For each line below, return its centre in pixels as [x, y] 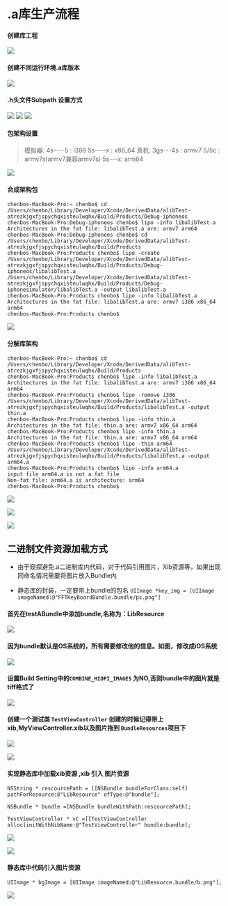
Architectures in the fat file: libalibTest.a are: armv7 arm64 [102, 229]
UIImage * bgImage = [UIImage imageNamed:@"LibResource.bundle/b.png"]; [115, 883]
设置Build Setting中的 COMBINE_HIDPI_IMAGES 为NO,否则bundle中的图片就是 [113, 678]
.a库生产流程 [43, 14]
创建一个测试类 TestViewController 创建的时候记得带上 [85, 719]
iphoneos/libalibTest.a [42, 272]
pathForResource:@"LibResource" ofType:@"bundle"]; [83, 795]
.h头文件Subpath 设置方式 [45, 100]
